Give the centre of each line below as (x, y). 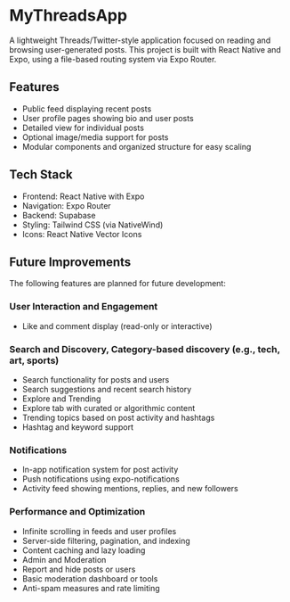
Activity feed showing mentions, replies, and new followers (130, 489)
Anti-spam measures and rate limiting (91, 588)
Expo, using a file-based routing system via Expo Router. (113, 59)
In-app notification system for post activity (100, 470)
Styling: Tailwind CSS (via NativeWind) (93, 225)
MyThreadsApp (68, 16)
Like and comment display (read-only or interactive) (117, 326)
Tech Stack (41, 175)
